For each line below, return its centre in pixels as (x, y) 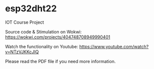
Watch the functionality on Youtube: (42, 46)
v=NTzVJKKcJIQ (22, 52)
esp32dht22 (31, 9)
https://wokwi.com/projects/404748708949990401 (58, 37)
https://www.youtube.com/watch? (114, 46)
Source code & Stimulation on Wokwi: (43, 32)
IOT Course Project (25, 22)
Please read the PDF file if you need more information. (60, 61)
